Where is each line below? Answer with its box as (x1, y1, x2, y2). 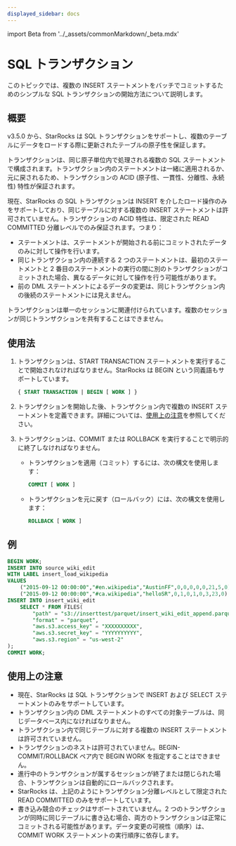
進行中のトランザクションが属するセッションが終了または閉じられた (17, 769, 215, 778)
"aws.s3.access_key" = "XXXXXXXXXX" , (32, 623, 143, 630)
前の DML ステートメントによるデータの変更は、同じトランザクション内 (17, 282, 225, 291)
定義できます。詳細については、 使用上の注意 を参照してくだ (54, 411, 226, 420)
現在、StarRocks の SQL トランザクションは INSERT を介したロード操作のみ (7, 197, 228, 206)
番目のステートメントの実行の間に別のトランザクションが (55, 265, 223, 273)
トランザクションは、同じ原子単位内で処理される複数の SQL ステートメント (7, 156, 226, 164)
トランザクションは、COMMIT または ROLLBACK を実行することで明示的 (17, 435, 229, 443)
